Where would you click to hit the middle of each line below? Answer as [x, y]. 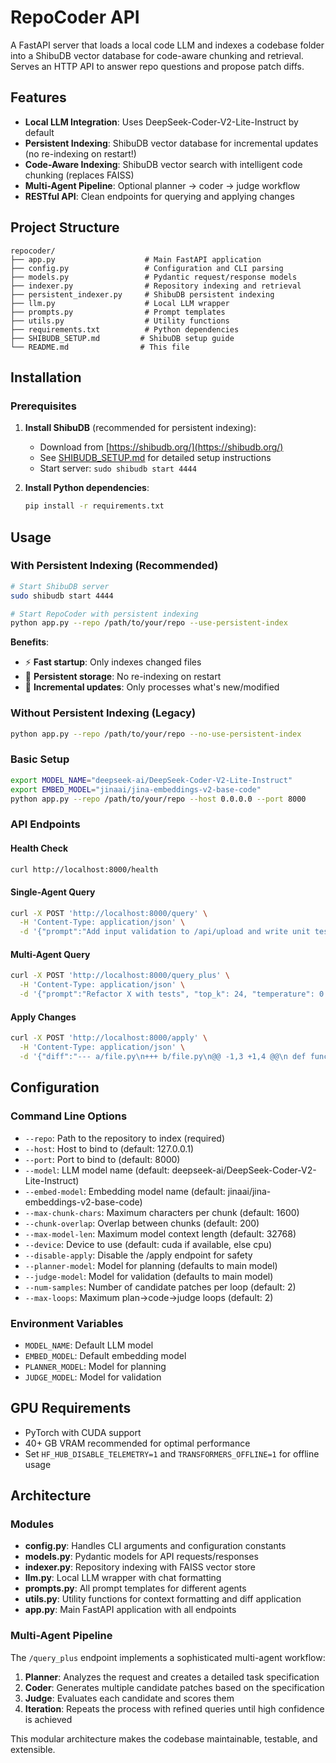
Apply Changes [43, 1017]
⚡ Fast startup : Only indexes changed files [113, 662]
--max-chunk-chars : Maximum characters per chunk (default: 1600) [162, 1212]
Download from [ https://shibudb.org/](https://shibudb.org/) [161, 447]
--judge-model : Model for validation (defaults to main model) [149, 1276]
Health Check [39, 848]
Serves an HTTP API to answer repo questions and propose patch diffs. [157, 66]
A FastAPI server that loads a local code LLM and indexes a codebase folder [167, 45]
